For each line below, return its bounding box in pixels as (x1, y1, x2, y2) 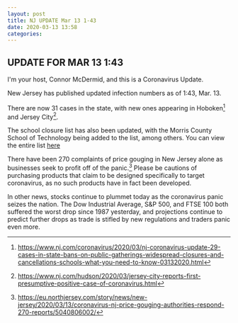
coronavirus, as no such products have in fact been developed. (7, 178, 192, 188)
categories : (7, 30, 42, 38)
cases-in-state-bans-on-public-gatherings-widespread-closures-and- (17, 251, 225, 259)
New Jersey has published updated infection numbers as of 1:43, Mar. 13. (7, 89, 222, 98)
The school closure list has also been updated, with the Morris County (7, 126, 212, 135)
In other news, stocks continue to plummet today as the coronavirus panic (7, 193, 224, 201)
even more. (7, 222, 40, 231)
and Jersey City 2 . (7, 111, 59, 121)
